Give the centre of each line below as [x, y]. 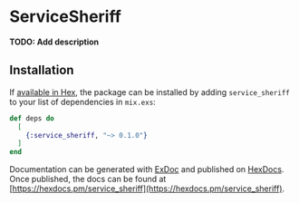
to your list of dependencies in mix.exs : [82, 101]
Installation [42, 70]
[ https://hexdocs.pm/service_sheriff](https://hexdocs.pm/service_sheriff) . [147, 188]
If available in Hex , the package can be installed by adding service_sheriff [149, 92]
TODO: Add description [54, 42]
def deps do [32, 118]
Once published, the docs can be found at [88, 179]
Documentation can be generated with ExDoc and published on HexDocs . [147, 169]
